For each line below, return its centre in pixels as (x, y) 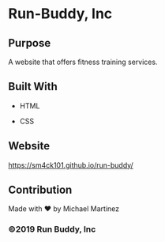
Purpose (30, 43)
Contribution (40, 190)
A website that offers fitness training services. (83, 62)
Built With (33, 87)
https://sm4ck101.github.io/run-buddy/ (71, 165)
